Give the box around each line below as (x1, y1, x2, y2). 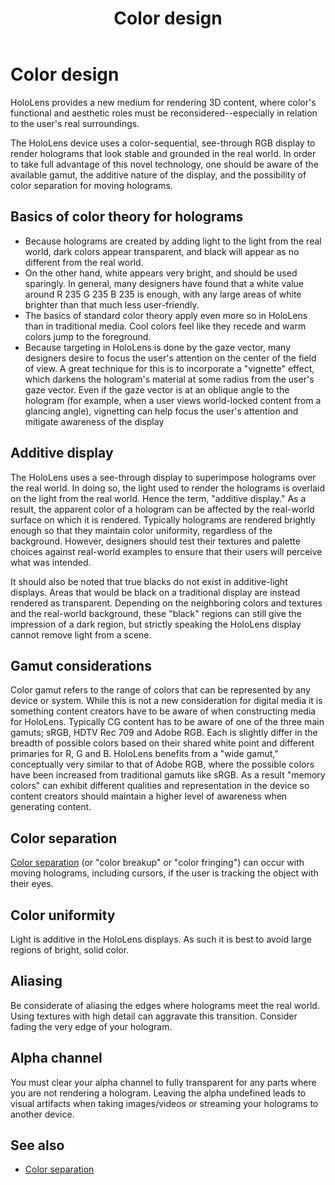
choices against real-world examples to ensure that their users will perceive (10, 545, 323, 557)
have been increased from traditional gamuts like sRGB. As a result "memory (10, 769, 326, 781)
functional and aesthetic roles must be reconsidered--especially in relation (10, 107, 318, 119)
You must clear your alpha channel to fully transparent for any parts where (10, 1076, 317, 1088)
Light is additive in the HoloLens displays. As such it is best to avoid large (10, 933, 312, 945)
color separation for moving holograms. (10, 179, 173, 191)
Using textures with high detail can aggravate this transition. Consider (10, 1010, 298, 1022)
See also (10, 1137, 65, 1154)
